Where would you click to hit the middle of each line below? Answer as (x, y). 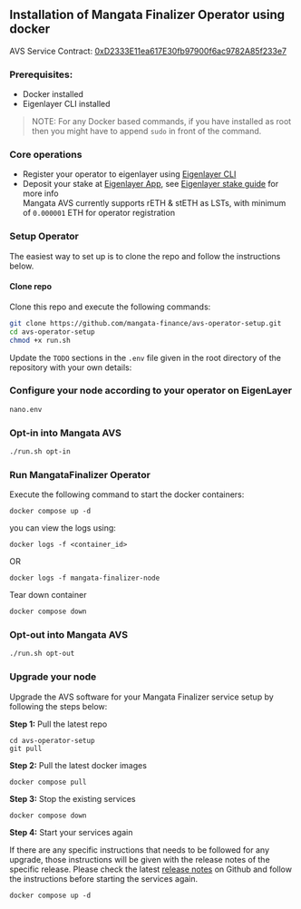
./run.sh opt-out (42, 654)
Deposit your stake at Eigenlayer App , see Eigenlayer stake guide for (150, 184)
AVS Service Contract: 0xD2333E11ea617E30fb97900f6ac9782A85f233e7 (148, 51)
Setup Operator (44, 237)
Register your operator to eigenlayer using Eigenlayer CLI (129, 174)
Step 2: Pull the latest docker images (78, 765)
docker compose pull (49, 782)
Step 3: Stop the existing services (73, 798)
